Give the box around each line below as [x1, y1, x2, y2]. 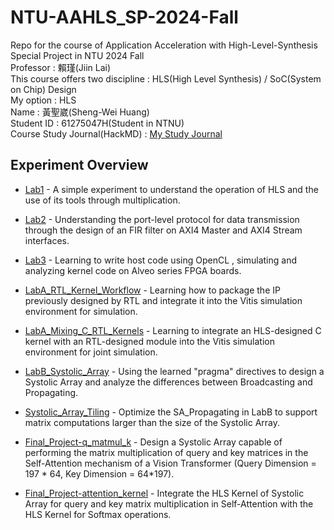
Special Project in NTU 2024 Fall [10, 49, 145, 61]
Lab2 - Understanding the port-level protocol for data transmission [24, 213, 300, 225]
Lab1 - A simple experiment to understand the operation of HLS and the [24, 183, 319, 195]
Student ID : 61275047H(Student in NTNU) [10, 117, 185, 129]
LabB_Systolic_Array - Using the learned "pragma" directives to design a [24, 365, 325, 377]
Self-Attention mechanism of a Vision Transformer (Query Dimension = [24, 457, 317, 469]
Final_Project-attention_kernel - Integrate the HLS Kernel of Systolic [24, 487, 305, 499]
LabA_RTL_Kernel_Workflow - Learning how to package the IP [24, 284, 281, 296]
